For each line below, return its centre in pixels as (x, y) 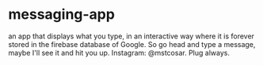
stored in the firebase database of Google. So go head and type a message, (132, 44)
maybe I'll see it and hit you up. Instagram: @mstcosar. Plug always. (119, 52)
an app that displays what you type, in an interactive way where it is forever (131, 36)
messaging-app (61, 14)
